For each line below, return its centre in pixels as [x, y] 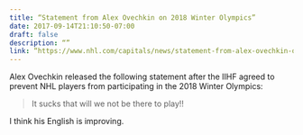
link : [19, 51]
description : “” [40, 43]
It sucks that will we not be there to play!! [108, 103]
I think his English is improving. [67, 121]
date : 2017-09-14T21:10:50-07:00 [72, 26]
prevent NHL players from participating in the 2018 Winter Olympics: [136, 86]
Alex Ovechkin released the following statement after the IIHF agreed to [142, 76]
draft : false [34, 34]
